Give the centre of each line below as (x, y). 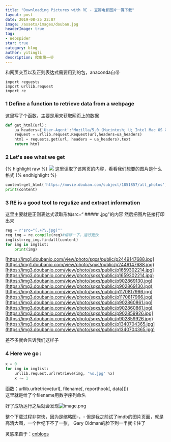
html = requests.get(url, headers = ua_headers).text (73, 140)
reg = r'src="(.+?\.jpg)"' (34, 230)
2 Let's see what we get (35, 157)
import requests (22, 82)
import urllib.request (29, 87)
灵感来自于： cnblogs (27, 434)
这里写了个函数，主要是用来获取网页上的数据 (52, 116)
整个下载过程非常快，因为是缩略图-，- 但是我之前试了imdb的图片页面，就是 (84, 417)
